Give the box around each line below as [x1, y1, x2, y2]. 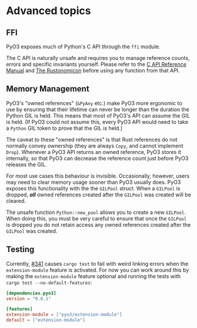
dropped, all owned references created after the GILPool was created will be [6, 191, 191, 198]
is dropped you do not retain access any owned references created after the [6, 221, 191, 228]
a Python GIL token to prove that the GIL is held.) [6, 125, 123, 132]
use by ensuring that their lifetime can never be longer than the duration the [6, 106, 189, 113]
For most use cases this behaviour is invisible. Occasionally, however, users [6, 172, 190, 179]
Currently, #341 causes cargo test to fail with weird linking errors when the [6, 260, 189, 267]
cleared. [6, 197, 26, 204]
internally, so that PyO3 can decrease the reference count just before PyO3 [6, 155, 189, 162]
